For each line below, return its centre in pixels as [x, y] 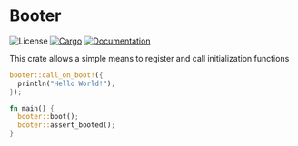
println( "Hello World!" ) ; [67, 83]
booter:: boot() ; [48, 117]
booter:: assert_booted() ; [67, 125]
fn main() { [32, 108]
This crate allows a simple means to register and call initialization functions [149, 58]
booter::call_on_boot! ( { [56, 75]
